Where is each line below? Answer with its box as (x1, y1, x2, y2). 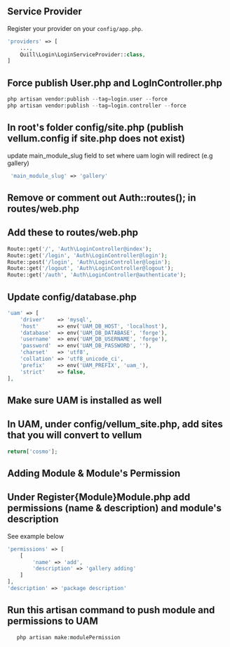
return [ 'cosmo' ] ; (7, 448, 58, 455)
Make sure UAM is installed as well (7, 394, 162, 406)
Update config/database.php (7, 291, 137, 303)
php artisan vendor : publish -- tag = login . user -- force (7, 96, 168, 103)
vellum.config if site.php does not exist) (7, 133, 186, 145)
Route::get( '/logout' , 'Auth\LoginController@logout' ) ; (7, 265, 174, 272)
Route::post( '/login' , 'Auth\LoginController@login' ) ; (7, 258, 171, 266)
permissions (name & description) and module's (7, 502, 222, 514)
